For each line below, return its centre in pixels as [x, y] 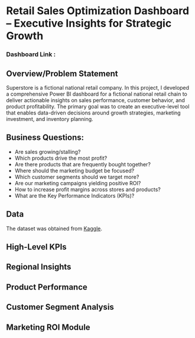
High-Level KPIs [36, 247]
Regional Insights [39, 267]
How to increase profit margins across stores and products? [87, 189]
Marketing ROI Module [48, 327]
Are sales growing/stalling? [48, 152]
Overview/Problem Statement [62, 73]
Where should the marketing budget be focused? [74, 170]
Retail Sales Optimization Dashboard [98, 11]
